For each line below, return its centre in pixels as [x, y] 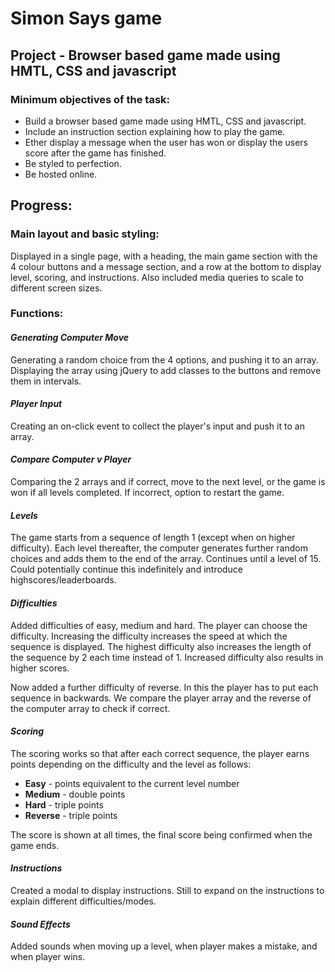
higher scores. [40, 668]
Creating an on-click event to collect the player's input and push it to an [157, 426]
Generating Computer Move [70, 338]
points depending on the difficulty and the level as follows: [131, 764]
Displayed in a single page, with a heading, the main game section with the [164, 256]
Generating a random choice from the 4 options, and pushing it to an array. [164, 359]
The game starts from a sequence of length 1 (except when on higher [153, 538]
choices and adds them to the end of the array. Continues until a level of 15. [166, 559]
